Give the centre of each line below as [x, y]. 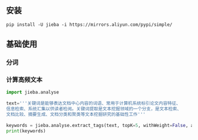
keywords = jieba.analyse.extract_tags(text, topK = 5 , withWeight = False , [97, 125]
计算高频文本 [24, 80]
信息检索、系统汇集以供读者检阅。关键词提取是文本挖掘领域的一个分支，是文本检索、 [94, 109]
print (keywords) [26, 131]
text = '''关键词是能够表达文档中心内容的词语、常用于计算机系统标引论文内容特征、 [93, 103]
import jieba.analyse [33, 92]
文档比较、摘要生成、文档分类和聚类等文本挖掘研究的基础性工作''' [76, 114]
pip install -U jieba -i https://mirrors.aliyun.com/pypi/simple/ [89, 25]
